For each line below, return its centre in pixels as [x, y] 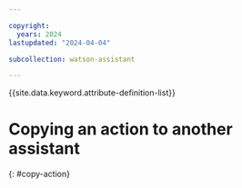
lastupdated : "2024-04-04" [60, 43]
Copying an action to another [121, 129]
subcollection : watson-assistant [72, 59]
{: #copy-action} [39, 174]
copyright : [29, 25]
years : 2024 [40, 34]
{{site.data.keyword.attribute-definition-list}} [92, 93]
